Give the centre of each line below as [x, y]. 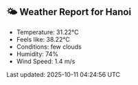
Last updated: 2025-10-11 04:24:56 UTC [64, 74]
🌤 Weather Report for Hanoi [69, 12]
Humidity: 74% [37, 53]
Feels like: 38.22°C [43, 39]
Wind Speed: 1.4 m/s [46, 61]
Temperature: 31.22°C [47, 32]
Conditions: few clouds [49, 47]
